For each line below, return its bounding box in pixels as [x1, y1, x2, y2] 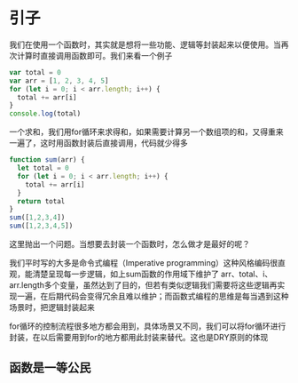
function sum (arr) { [9, 156, 86, 164]
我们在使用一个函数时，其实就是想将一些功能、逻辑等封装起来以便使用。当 [9, 39, 281, 50]
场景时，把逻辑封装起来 [9, 302, 95, 313]
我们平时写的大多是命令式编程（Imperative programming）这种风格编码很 [9, 258, 278, 268]
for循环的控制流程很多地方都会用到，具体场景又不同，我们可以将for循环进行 [9, 321, 286, 331]
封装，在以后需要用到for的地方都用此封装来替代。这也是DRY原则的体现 [9, 332, 269, 343]
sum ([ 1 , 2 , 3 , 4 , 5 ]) [9, 221, 74, 231]
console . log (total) [9, 109, 82, 118]
